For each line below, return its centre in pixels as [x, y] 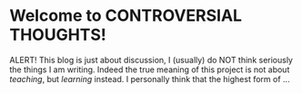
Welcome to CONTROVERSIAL [126, 16]
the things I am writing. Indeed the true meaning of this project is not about [150, 70]
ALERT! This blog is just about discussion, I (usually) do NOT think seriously [151, 60]
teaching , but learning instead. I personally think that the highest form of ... [150, 79]
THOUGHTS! [58, 35]
